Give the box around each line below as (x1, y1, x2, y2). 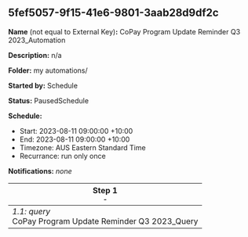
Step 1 (93, 185, 118, 196)
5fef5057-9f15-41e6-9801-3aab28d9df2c (8, 6, 219, 20)
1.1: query (12, 206, 51, 217)
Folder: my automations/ (8, 66, 88, 75)
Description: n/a (8, 50, 62, 59)
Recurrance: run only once (19, 151, 106, 160)
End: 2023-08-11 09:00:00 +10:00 (19, 135, 130, 144)
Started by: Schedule (8, 81, 78, 90)
